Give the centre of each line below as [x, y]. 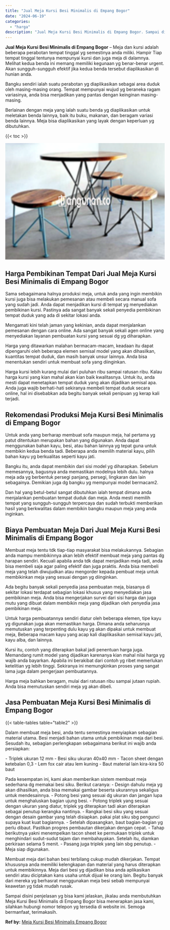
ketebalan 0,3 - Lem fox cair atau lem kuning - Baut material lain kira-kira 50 [85, 763]
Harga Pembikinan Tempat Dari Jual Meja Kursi [81, 274]
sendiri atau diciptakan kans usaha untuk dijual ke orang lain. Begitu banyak [84, 875]
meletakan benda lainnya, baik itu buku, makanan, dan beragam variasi [79, 115]
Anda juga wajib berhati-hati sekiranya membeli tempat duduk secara [78, 388]
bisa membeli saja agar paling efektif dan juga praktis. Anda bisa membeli [82, 567]
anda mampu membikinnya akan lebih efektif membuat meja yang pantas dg [85, 555]
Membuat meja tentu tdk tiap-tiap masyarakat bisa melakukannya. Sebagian [84, 550]
